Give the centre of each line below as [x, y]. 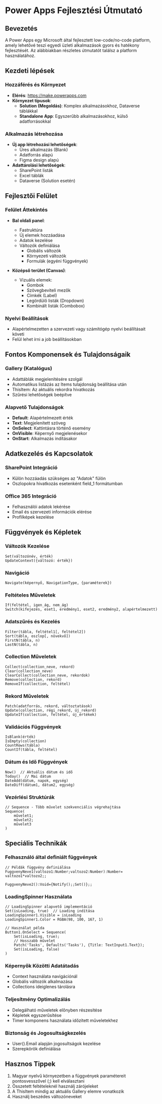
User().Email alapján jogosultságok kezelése [56, 1043]
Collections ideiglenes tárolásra [44, 987]
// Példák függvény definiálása [38, 867]
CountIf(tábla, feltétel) [31, 750]
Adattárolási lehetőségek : [39, 165]
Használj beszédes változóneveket [47, 1096]
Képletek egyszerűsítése [37, 1015]
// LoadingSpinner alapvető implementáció [49, 907]
